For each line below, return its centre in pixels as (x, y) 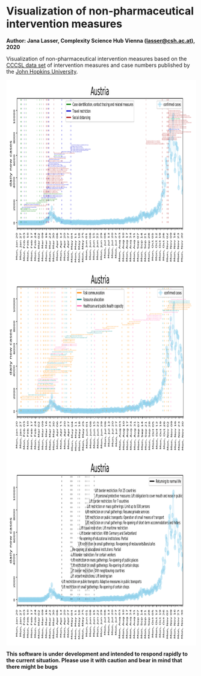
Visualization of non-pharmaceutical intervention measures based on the (97, 58)
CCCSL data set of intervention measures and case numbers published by (98, 65)
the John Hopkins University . (42, 71)
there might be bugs (32, 666)
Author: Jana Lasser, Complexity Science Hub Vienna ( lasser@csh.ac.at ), (101, 40)
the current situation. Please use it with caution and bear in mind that (94, 660)
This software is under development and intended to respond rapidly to (97, 654)
